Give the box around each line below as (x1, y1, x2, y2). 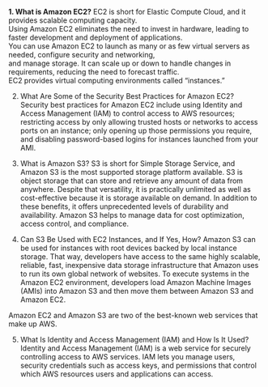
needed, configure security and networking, (8, 50, 155, 59)
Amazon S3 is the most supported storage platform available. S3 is (19, 168, 243, 176)
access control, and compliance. (19, 219, 130, 228)
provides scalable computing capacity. (8, 15, 138, 25)
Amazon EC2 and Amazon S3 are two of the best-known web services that (8, 311, 258, 320)
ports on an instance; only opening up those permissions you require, (19, 125, 253, 135)
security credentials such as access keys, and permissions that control (19, 360, 257, 370)
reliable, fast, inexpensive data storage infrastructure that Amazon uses (19, 261, 259, 270)
